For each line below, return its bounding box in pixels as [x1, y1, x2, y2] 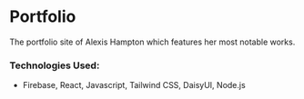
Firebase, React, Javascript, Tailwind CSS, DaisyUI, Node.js [22, 80, 246, 91]
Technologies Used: [9, 59, 100, 72]
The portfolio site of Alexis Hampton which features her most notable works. [9, 36, 296, 47]
